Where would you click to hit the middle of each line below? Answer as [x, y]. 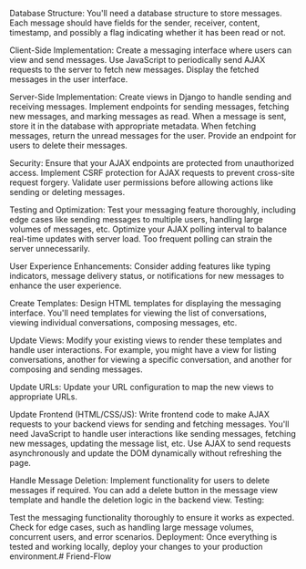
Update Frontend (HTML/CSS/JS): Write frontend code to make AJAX [140, 414]
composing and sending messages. [76, 369]
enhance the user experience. [66, 285]
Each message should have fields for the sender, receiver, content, [135, 23]
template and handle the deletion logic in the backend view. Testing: [137, 500]
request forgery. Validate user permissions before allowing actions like [142, 182]
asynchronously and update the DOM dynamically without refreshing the [146, 453]
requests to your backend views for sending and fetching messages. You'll [149, 424]
